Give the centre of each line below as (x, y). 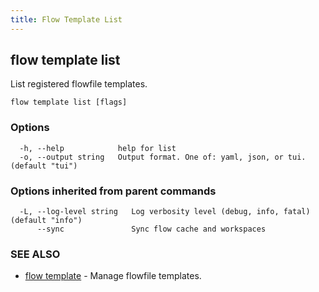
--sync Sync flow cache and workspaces (151, 229)
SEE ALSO (35, 254)
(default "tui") (44, 166)
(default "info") (46, 221)
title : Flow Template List (66, 19)
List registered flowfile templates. (79, 84)
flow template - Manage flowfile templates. (113, 276)
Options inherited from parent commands (113, 191)
